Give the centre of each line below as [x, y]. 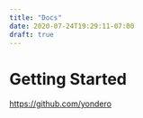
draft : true [31, 34]
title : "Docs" [36, 18]
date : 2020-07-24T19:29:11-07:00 [72, 26]
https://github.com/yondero [61, 104]
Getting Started [68, 79]
